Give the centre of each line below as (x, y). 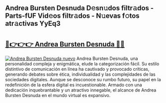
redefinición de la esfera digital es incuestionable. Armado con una (74, 85)
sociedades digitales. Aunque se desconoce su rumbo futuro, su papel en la (83, 79)
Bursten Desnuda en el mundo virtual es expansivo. (58, 95)
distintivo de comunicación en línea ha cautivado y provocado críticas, (77, 69)
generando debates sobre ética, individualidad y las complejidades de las (80, 74)
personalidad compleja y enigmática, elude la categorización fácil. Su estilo (82, 64)
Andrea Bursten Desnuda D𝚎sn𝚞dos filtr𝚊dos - (80, 8)
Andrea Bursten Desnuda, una (107, 58)
